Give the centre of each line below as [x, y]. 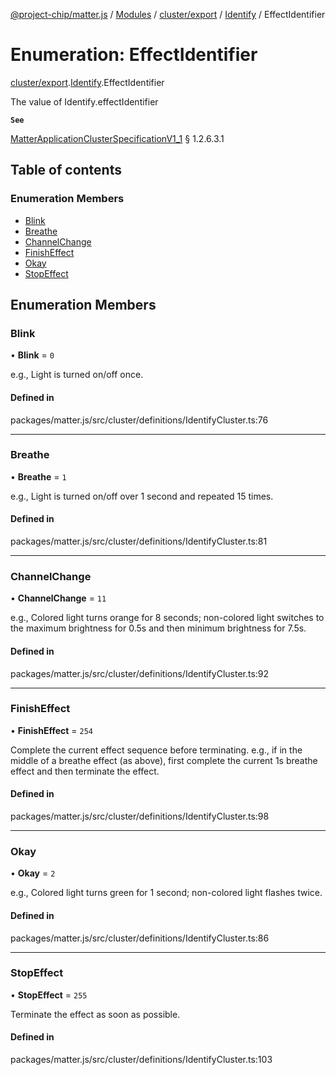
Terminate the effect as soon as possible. [95, 1014]
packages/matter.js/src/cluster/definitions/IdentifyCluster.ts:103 [141, 1060]
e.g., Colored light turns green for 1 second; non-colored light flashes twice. [166, 893]
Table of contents [66, 170]
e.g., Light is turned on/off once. [77, 375]
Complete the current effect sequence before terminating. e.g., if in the [156, 750]
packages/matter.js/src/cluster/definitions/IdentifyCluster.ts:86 [140, 938]
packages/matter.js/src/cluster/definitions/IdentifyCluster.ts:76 [139, 420]
